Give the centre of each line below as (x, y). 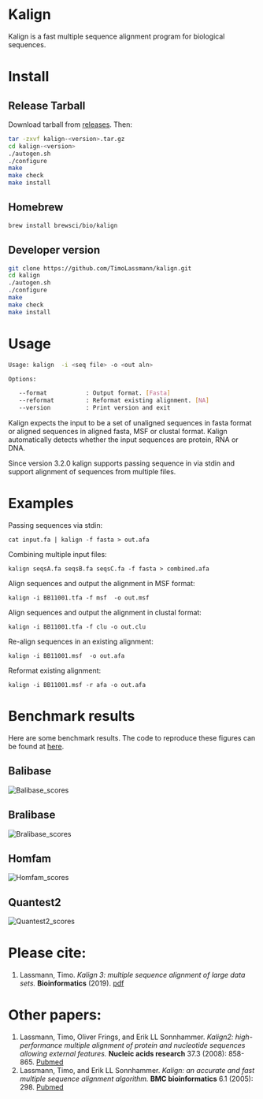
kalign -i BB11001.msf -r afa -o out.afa (77, 685)
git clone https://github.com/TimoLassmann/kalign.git (100, 268)
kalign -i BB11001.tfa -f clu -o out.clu (77, 627)
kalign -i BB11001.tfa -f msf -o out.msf (79, 598)
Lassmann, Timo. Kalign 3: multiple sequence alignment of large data (132, 975)
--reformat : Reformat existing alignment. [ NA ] (114, 401)
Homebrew (36, 208)
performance (41, 1045)
